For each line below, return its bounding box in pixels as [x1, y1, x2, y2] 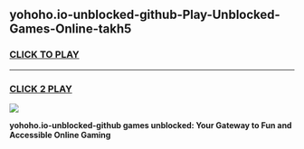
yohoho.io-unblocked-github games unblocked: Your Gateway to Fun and [9, 119, 292, 130]
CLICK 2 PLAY [9, 82, 72, 95]
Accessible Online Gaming [9, 129, 111, 140]
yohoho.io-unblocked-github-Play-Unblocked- [9, 7, 280, 23]
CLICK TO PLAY [9, 49, 80, 61]
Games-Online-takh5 [9, 22, 132, 37]
